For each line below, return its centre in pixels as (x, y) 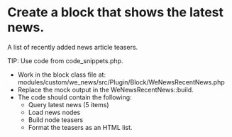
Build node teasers (56, 120)
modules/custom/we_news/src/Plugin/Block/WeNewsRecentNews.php (121, 82)
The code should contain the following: (75, 97)
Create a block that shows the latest (115, 12)
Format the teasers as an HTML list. (80, 127)
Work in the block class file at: (62, 75)
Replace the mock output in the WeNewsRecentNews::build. (105, 89)
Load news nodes (54, 112)
